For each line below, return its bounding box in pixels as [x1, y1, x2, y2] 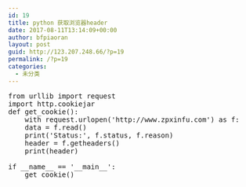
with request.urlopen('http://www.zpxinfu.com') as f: [24, 115, 241, 124]
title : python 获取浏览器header [8, 19, 108, 27]
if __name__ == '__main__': [8, 162, 116, 171]
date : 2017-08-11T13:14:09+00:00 [8, 26, 118, 34]
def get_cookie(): [8, 107, 79, 116]
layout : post [8, 41, 51, 49]
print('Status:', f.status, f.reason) [24, 130, 174, 140]
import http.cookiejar [8, 99, 96, 108]
